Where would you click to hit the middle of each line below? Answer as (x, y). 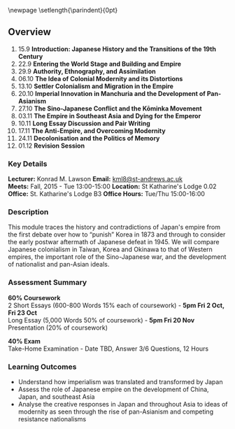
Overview (30, 32)
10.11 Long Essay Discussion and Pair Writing (84, 123)
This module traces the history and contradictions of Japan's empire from (114, 227)
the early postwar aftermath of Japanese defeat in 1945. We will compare (114, 242)
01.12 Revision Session (51, 146)
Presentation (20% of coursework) (58, 328)
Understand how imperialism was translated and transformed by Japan (120, 382)
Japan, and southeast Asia (56, 397)
